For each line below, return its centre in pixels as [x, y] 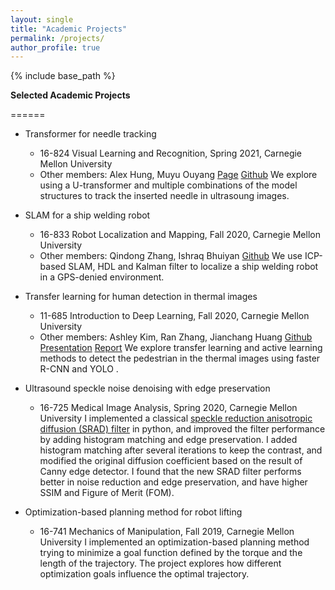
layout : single [42, 19]
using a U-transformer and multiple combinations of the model [168, 185]
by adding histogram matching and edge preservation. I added [168, 440]
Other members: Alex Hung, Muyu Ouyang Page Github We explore [178, 175]
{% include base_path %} [63, 76]
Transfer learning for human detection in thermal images [141, 297]
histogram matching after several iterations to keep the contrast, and [181, 450]
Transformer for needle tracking [90, 134]
